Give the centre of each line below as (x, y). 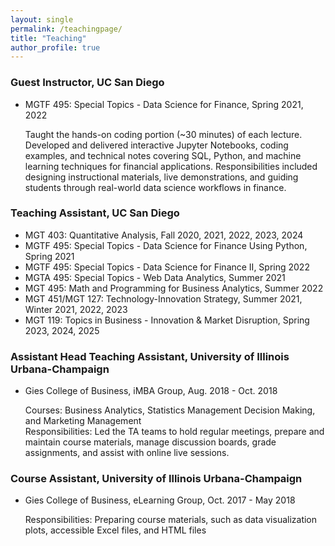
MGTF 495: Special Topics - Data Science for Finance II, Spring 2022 (167, 267)
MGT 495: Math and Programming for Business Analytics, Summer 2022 (174, 288)
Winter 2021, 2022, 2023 (76, 309)
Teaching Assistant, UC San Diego (95, 213)
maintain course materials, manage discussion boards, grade (150, 442)
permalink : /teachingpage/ (66, 29)
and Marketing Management (83, 421)
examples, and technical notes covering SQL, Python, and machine (163, 155)
